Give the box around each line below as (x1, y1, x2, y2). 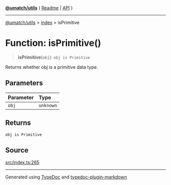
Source (5, 146, 29, 154)
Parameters (5, 79, 43, 88)
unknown (38, 102, 58, 108)
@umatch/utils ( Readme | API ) (5, 5, 73, 11)
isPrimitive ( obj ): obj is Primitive (17, 54, 91, 60)
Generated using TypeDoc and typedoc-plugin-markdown (5, 174, 127, 180)
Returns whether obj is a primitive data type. (5, 64, 98, 70)
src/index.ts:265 (5, 160, 40, 166)
